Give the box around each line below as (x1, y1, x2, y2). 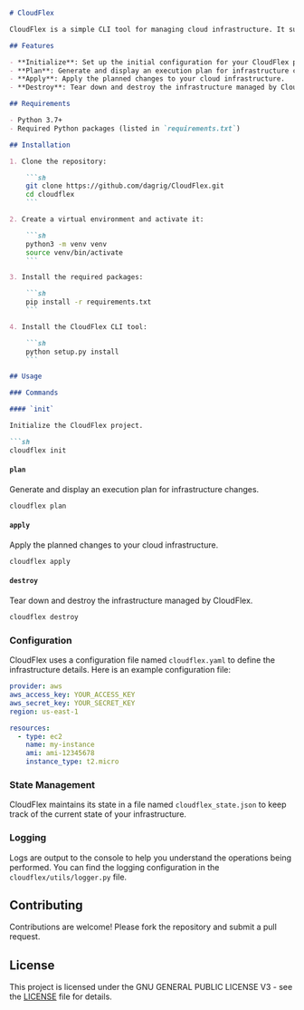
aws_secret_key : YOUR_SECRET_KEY (9, 698, 136, 707)
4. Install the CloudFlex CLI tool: (9, 322, 147, 331)
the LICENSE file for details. (9, 991, 113, 1002)
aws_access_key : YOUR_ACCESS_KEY (9, 690, 136, 700)
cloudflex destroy (9, 612, 79, 621)
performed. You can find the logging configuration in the (9, 861, 220, 872)
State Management (9, 778, 96, 791)
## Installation (9, 141, 71, 150)
